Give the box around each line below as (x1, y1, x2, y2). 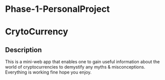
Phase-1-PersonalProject (5, 3, 110, 15)
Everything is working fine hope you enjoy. (5, 69, 92, 75)
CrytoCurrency (5, 26, 68, 38)
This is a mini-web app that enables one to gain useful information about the (5, 59, 160, 65)
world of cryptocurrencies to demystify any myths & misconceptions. (5, 64, 145, 70)
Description (5, 45, 42, 54)
